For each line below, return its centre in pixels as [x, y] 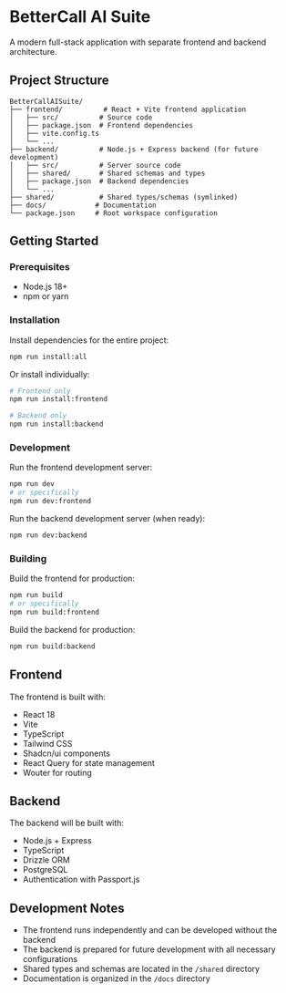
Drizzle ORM [46, 860]
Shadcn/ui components [66, 753]
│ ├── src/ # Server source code [95, 165]
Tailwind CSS [47, 743]
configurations [50, 959]
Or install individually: [50, 374]
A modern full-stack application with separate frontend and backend [138, 42]
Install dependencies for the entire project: [89, 340]
